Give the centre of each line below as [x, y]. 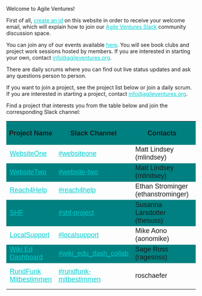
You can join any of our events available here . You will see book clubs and [98, 45]
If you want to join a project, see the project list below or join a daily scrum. [99, 87]
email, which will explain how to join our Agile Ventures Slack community [96, 27]
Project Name [31, 133]
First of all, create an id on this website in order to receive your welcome [96, 20]
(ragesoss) [151, 257]
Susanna [148, 204]
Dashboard [26, 257]
